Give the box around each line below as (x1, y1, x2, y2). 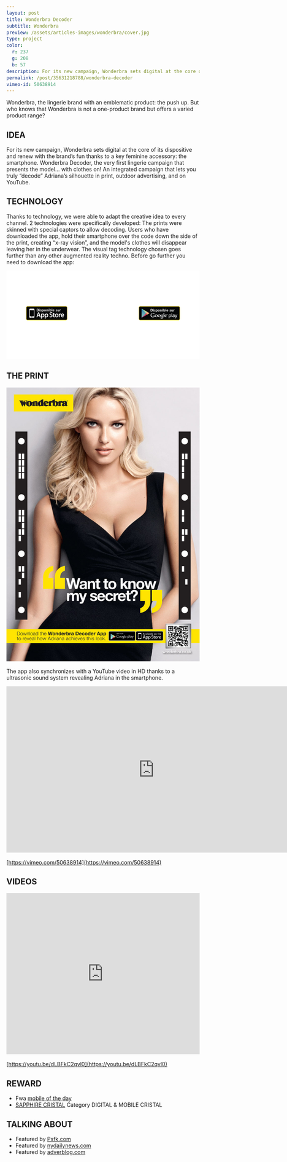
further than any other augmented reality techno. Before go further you (6, 252, 186, 259)
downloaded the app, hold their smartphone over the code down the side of (6, 232, 198, 240)
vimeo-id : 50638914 (6, 81, 56, 87)
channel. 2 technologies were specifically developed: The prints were (6, 219, 182, 227)
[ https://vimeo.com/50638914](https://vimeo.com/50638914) (6, 858, 162, 866)
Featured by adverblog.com (15, 1148, 86, 1156)
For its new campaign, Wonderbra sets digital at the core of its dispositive (6, 146, 193, 154)
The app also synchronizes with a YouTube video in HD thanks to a (6, 667, 175, 675)
